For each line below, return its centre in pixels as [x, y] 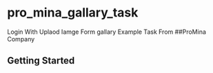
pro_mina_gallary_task [73, 13]
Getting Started [41, 61]
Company [21, 39]
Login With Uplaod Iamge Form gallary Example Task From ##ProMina [107, 32]
